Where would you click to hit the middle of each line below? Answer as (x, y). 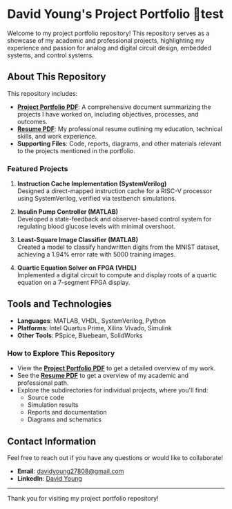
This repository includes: (42, 93)
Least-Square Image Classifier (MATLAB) (78, 240)
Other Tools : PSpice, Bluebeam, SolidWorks (80, 335)
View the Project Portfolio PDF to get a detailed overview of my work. (116, 368)
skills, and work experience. (57, 136)
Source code (46, 398)
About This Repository (57, 77)
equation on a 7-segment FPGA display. (74, 283)
